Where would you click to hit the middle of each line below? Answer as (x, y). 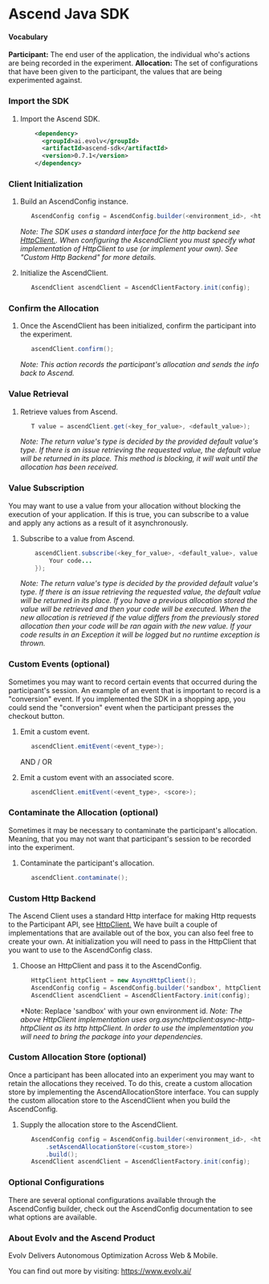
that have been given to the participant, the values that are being (115, 72)
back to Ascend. (47, 373)
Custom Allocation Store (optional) (77, 1057)
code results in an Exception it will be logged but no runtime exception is (140, 635)
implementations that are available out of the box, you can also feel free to (131, 933)
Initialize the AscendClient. (64, 273)
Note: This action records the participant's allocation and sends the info (139, 365)
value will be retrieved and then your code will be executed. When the (135, 609)
